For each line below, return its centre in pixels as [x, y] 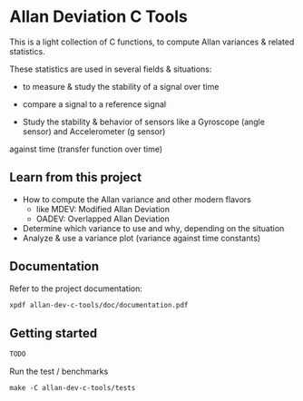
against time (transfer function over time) [86, 149]
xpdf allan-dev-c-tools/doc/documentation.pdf [99, 305]
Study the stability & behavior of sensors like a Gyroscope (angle [144, 122]
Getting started [54, 333]
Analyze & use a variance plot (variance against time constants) [142, 238]
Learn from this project [76, 177]
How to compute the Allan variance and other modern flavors [137, 199]
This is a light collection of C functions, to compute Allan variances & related [152, 42]
